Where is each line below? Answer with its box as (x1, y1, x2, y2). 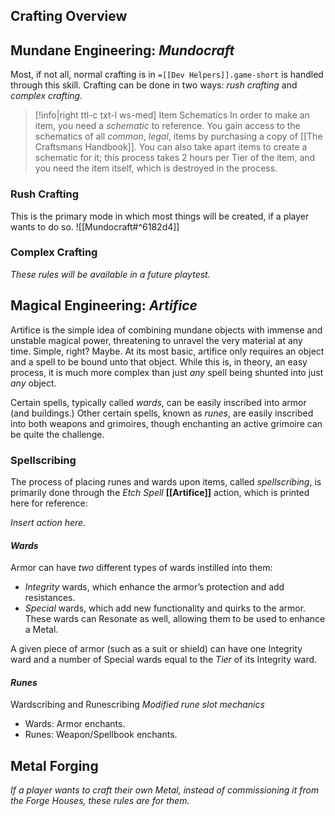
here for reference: (10, 497, 88, 509)
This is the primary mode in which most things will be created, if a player (10, 210, 310, 222)
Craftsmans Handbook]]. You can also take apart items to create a (34, 141, 308, 153)
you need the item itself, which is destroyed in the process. (34, 162, 278, 174)
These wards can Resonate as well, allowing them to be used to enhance (24, 613, 326, 625)
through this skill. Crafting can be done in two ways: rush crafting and (10, 79, 298, 91)
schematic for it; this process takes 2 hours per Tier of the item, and (34, 152, 316, 164)
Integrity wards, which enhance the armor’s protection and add (24, 581, 285, 593)
